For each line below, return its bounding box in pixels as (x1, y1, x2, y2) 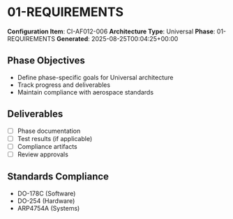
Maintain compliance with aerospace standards (17, 88, 154, 96)
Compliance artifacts (17, 142, 78, 150)
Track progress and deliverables (17, 81, 110, 89)
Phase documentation (17, 127, 81, 135)
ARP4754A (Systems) (17, 204, 80, 212)
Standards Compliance (7, 171, 110, 183)
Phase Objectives (7, 55, 85, 67)
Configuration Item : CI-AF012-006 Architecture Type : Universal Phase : (7, 27, 216, 35)
